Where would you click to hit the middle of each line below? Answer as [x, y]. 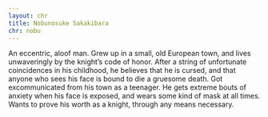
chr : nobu [25, 30]
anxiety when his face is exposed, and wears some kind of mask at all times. [134, 96]
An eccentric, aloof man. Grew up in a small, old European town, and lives [130, 54]
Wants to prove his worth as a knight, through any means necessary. [121, 104]
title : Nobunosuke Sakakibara [59, 23]
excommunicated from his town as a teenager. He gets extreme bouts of [127, 87]
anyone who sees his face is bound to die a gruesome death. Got [116, 79]
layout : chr [28, 16]
